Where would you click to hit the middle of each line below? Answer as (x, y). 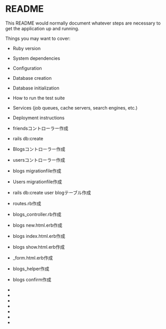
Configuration (27, 68)
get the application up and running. (42, 28)
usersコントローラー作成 (39, 160)
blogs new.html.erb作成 (37, 225)
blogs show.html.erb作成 (39, 247)
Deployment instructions (39, 118)
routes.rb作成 (27, 203)
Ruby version (27, 48)
